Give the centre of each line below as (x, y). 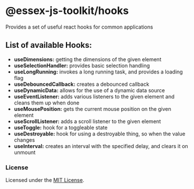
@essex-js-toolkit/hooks (67, 11)
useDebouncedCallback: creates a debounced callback (82, 84)
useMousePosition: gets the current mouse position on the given (92, 108)
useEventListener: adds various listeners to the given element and (94, 96)
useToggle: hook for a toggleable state (61, 127)
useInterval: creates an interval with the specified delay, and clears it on (101, 146)
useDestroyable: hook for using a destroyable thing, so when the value (100, 134)
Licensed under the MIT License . (45, 180)
